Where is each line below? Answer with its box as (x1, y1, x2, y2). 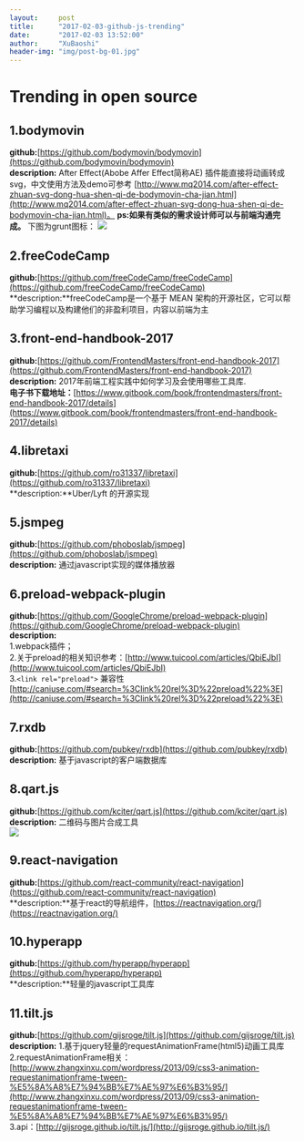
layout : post (9, 13, 76, 23)
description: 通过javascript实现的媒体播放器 (9, 560, 176, 570)
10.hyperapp (9, 934, 83, 950)
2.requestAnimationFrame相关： (9, 1052, 131, 1063)
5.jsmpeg (9, 514, 65, 529)
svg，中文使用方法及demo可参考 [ (9, 179, 138, 190)
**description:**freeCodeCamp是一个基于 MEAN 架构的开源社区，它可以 (9, 293, 284, 303)
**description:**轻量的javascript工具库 (9, 979, 155, 990)
